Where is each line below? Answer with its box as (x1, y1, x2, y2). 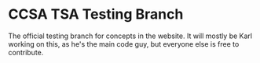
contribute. (8, 47, 44, 57)
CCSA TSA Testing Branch (8, 5, 184, 23)
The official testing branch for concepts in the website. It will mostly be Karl (8, 31, 253, 40)
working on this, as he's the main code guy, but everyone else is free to (8, 39, 240, 48)
